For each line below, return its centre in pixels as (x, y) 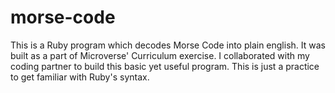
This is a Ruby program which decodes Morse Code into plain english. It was (168, 45)
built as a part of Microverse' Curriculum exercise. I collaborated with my (160, 55)
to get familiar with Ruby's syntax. (80, 77)
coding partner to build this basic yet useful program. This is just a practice (165, 66)
